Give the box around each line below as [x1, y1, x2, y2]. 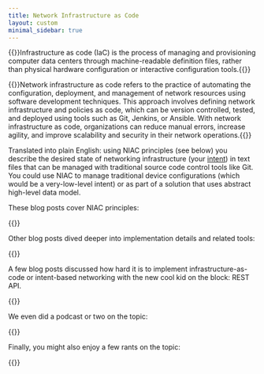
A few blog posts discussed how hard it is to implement [8, 264, 188, 274]
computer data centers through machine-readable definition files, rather [8, 56, 243, 66]
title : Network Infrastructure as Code [8, 11, 139, 20]
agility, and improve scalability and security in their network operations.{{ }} [8, 130, 252, 140]
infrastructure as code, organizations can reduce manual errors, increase [8, 122, 246, 131]
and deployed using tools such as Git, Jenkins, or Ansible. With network [8, 114, 242, 123]
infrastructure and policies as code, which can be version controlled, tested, [8, 105, 256, 115]
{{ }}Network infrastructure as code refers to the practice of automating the [8, 80, 251, 89]
